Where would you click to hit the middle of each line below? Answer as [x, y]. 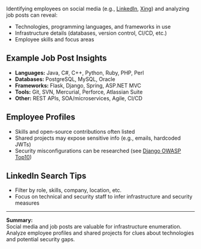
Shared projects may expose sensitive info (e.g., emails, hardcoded [98, 138]
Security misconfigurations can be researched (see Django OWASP [98, 151]
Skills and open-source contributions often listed [75, 131]
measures [27, 203]
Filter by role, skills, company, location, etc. [68, 190]
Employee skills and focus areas [54, 39]
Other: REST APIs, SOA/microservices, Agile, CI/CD [78, 98]
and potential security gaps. [41, 239]
